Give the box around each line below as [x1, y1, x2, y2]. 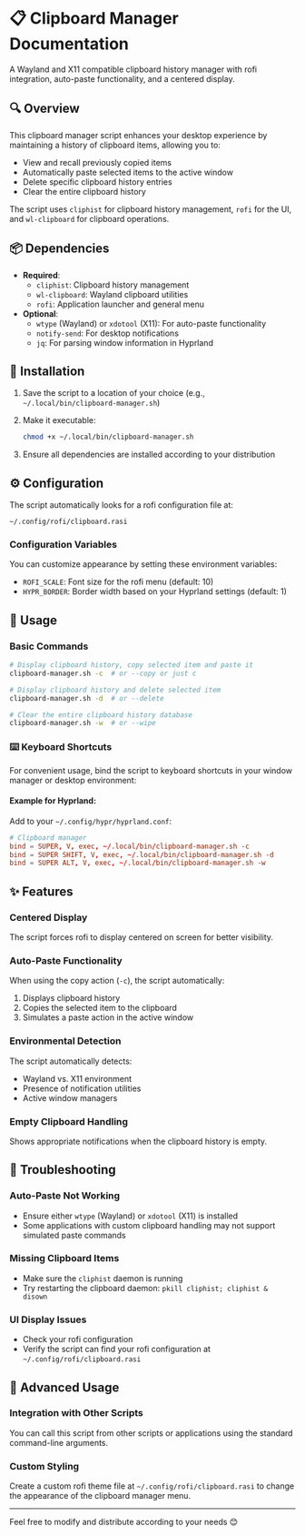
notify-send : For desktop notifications [35, 328, 180, 339]
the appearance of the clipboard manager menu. [9, 1491, 192, 1501]
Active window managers [22, 1092, 118, 1103]
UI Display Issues [9, 1313, 87, 1326]
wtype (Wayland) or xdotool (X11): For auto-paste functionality [35, 318, 267, 328]
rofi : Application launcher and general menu [35, 298, 205, 309]
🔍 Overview [9, 101, 80, 116]
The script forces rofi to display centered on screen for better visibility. [9, 931, 274, 943]
